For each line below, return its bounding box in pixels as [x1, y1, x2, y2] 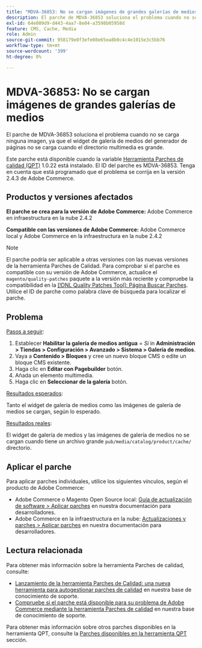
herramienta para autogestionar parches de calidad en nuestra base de [14, 586, 192, 593]
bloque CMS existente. [14, 359, 72, 366]
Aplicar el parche [6, 461, 72, 472]
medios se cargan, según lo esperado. [6, 408, 102, 415]
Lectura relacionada [6, 545, 83, 556]
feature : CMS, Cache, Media [6, 25, 77, 32]
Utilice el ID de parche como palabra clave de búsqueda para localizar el [6, 288, 186, 295]
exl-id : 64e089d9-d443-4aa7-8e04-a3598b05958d [6, 20, 125, 26]
